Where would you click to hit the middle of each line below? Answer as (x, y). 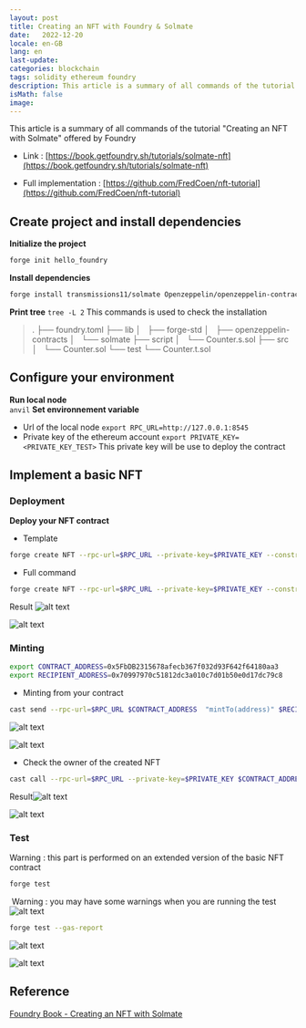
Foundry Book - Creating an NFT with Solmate (96, 1013)
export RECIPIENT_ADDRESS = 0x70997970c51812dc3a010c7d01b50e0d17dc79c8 (146, 676)
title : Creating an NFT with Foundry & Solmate (102, 26)
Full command (49, 573)
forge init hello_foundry (58, 261)
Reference (40, 992)
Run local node (38, 400)
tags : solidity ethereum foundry (73, 78)
